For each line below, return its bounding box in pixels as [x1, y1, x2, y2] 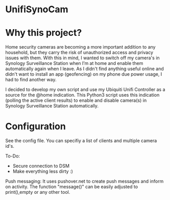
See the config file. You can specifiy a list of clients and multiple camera [5, 138, 157, 144]
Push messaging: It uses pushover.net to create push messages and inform [5, 178, 164, 185]
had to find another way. [5, 77, 57, 83]
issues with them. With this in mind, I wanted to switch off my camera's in [5, 55, 160, 61]
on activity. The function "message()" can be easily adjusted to [5, 184, 138, 190]
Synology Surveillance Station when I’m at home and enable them [5, 60, 143, 66]
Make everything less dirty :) [12, 168, 73, 174]
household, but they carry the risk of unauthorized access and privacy [5, 50, 154, 56]
